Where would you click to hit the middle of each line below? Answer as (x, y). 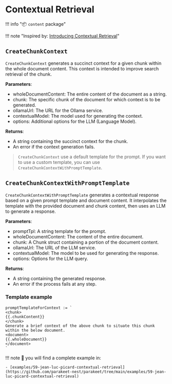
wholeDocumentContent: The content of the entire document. (78, 236)
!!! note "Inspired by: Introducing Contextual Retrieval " (62, 36)
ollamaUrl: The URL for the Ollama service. (58, 110)
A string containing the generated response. (59, 278)
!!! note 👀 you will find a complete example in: (53, 358)
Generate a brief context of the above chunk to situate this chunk (80, 326)
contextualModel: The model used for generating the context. (78, 116)
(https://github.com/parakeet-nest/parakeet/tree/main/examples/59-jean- (86, 372)
